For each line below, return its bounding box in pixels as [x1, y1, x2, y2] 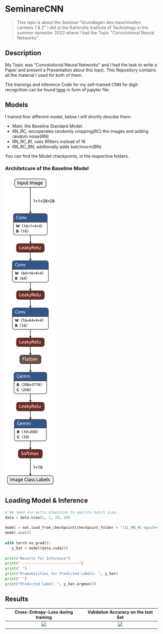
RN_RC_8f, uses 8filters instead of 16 [12, 138, 86, 144]
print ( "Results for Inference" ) [5, 556, 70, 561]
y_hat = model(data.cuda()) [11, 546, 68, 551]
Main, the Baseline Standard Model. [12, 123, 83, 129]
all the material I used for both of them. [5, 72, 83, 78]
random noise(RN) [12, 133, 49, 139]
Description [5, 49, 41, 57]
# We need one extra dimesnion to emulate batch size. [5, 510, 118, 515]
